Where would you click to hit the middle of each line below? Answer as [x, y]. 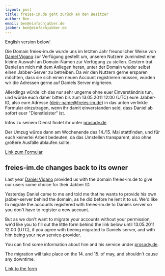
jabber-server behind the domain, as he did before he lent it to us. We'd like [82, 199]
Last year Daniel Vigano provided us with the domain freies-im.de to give [79, 179]
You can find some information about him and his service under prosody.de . [82, 244]
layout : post [18, 10]
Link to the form [21, 269]
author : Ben [17, 19]
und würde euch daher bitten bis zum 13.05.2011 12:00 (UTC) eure [72, 97]
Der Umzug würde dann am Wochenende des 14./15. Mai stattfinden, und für [82, 132]
